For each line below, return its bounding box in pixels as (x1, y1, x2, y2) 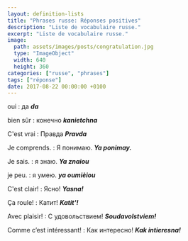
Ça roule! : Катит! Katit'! (7, 198, 79, 207)
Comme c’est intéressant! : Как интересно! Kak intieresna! (7, 226, 181, 235)
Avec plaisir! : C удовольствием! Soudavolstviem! (7, 212, 157, 220)
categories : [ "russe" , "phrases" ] (7, 69, 110, 77)
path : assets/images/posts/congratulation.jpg (13, 43, 154, 50)
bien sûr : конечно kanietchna (7, 116, 98, 125)
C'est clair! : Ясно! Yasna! (7, 185, 84, 194)
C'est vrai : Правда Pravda (7, 130, 87, 138)
